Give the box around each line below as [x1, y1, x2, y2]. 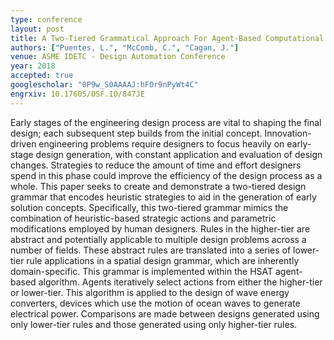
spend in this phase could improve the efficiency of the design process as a [10, 169, 323, 181]
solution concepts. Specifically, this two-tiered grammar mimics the [10, 201, 289, 213]
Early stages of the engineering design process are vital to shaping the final [10, 116, 322, 128]
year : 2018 [10, 61, 56, 71]
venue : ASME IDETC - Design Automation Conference [10, 52, 226, 62]
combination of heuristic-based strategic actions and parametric [10, 212, 277, 224]
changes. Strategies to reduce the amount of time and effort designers [10, 159, 302, 171]
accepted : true [10, 71, 74, 81]
